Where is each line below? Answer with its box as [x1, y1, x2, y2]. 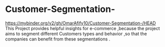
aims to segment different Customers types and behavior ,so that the [5, 30, 147, 36]
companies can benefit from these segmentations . [5, 36, 110, 42]
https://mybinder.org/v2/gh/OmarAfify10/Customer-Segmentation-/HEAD [5, 20, 156, 26]
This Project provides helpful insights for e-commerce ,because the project [5, 25, 160, 31]
